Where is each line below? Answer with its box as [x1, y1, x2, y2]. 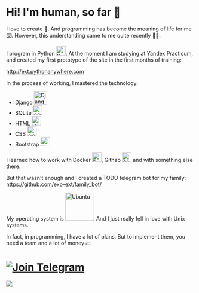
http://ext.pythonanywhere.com [6, 68, 84, 75]
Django [14, 99, 33, 106]
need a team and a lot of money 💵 [6, 239, 91, 246]
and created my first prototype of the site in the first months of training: [6, 56, 182, 63]
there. [6, 163, 21, 170]
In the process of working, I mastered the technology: [6, 79, 139, 86]
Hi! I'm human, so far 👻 [6, 5, 121, 19]
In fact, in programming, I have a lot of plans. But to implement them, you [6, 233, 186, 240]
